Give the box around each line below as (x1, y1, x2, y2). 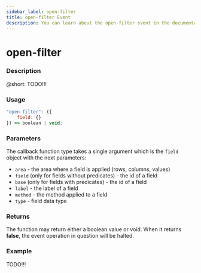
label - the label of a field (14, 185, 79, 192)
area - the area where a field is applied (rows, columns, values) (14, 165, 170, 173)
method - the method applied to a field (14, 191, 108, 198)
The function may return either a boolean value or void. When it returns (6, 226, 182, 233)
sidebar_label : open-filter (6, 8, 77, 15)
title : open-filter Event (6, 14, 71, 20)
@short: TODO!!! (6, 80, 47, 87)
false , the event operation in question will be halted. (6, 232, 135, 240)
